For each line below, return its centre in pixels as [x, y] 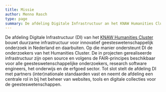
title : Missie [20, 10]
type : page [16, 19]
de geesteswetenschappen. [33, 85]
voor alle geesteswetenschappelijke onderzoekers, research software [76, 63]
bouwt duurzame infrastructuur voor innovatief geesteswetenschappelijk [79, 43]
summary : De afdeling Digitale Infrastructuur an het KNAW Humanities [79, 23]
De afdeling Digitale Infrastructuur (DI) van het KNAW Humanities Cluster [79, 37]
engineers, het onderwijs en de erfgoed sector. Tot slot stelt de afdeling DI [81, 69]
